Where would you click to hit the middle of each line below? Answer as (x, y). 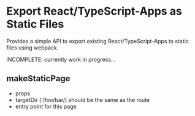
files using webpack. (32, 48)
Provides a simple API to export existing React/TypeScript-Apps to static (97, 41)
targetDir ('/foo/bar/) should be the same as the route (82, 100)
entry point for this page (46, 106)
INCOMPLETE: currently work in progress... (61, 59)
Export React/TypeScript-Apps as (94, 11)
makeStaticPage (38, 78)
